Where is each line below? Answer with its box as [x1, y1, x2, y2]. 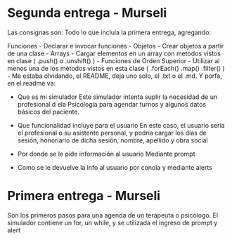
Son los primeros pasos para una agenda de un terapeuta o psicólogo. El [7, 211, 219, 219]
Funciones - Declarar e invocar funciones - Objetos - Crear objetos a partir [7, 41, 224, 50]
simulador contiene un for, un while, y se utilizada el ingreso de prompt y [7, 218, 218, 227]
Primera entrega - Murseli [7, 188, 160, 204]
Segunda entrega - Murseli [7, 5, 167, 21]
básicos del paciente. [17, 107, 79, 116]
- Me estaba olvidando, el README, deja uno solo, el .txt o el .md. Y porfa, [7, 72, 223, 80]
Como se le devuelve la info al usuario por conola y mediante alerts [17, 163, 213, 171]
